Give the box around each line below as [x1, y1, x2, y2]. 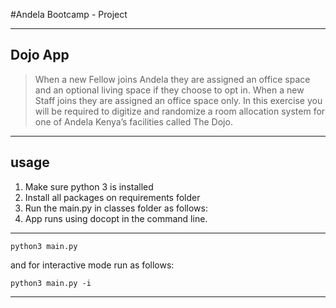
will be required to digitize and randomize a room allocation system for [34, 105, 326, 117]
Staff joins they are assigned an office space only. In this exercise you [34, 94, 323, 106]
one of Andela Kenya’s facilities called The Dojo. [34, 115, 233, 128]
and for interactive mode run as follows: [10, 259, 175, 271]
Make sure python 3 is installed [24, 180, 154, 193]
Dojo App [10, 47, 70, 64]
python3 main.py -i [10, 278, 92, 288]
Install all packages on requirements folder [24, 191, 201, 203]
